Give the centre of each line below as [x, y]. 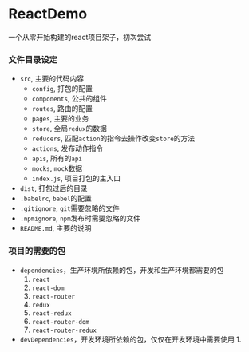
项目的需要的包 [37, 251]
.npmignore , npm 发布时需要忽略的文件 [80, 218]
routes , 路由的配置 [62, 109]
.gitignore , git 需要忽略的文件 [69, 208]
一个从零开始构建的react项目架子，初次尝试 [80, 37]
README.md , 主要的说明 [55, 228]
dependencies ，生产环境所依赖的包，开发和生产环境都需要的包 [122, 270]
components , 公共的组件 [69, 99]
